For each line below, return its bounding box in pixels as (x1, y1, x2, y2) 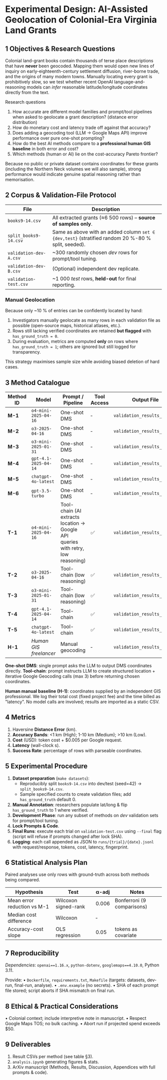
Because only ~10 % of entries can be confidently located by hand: (5, 308, 143, 314)
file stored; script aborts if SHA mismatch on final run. (5, 987, 115, 994)
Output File (132, 396, 159, 403)
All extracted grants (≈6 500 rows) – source (52, 214, 156, 221)
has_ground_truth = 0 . (12, 333, 59, 339)
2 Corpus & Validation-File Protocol (5, 191, 117, 200)
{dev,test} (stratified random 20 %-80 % (52, 235, 152, 241)
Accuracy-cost (7, 926, 44, 933)
